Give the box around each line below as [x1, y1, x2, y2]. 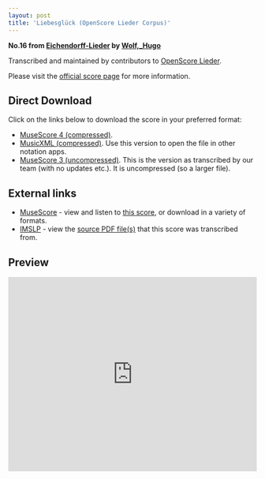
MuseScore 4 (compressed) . [19, 130, 113, 140]
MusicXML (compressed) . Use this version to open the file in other [19, 139, 236, 148]
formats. [19, 216, 47, 226]
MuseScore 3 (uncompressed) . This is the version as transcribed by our [19, 155, 254, 165]
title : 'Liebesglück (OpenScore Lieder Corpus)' [8, 19, 171, 27]
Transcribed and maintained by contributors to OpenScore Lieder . [8, 56, 222, 65]
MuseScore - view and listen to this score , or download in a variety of [19, 208, 246, 217]
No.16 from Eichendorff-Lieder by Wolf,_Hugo [8, 40, 162, 50]
